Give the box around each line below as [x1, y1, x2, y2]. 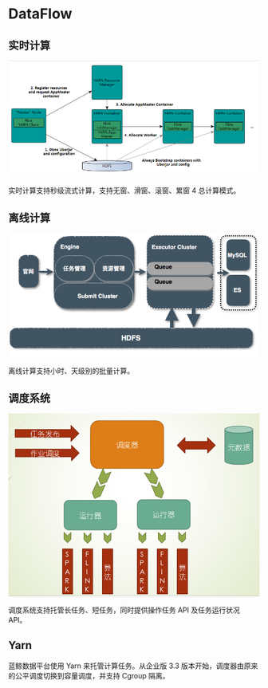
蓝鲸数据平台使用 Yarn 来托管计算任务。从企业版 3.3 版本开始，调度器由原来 [8, 661, 258, 670]
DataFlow [8, 5, 73, 23]
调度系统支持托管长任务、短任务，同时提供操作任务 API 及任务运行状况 [8, 605, 241, 615]
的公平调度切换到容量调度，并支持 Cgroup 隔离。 [8, 670, 170, 680]
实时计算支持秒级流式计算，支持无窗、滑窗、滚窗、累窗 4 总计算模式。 [8, 186, 241, 195]
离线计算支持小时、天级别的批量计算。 [8, 366, 134, 375]
